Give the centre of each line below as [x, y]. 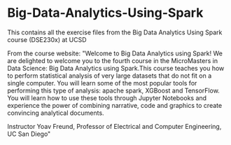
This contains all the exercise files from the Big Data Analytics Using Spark [115, 32]
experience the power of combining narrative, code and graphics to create [115, 105]
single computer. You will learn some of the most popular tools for [102, 83]
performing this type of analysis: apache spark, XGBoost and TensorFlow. [114, 90]
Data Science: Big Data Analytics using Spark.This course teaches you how [116, 68]
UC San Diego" [29, 134]
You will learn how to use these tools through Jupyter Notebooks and [107, 98]
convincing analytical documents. [56, 113]
